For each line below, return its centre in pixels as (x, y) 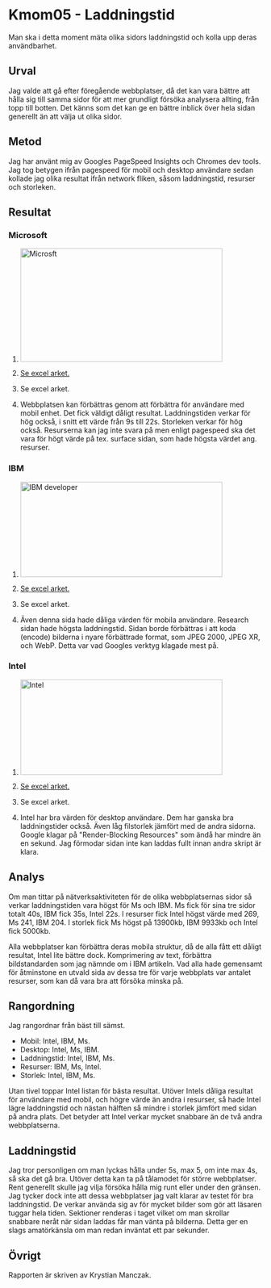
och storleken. (32, 186)
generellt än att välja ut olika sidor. (65, 116)
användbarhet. (33, 45)
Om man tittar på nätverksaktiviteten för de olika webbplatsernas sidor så (130, 897)
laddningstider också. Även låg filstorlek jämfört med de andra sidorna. (138, 826)
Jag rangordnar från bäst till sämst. (67, 1026)
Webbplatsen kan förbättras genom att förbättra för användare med (132, 404)
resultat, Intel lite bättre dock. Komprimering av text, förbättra (110, 955)
